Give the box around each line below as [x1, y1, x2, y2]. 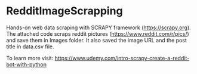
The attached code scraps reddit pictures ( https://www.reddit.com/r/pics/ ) [6, 30, 189, 37]
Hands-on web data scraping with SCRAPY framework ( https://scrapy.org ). [6, 24, 191, 31]
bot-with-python [6, 61, 47, 68]
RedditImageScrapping [6, 4, 124, 18]
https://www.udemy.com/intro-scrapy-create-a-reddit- [54, 54, 190, 61]
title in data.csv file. [6, 43, 54, 50]
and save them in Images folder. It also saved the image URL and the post [6, 36, 187, 44]
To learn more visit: [6, 54, 54, 61]
